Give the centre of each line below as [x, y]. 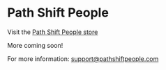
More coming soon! [35, 45]
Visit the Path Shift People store [53, 32]
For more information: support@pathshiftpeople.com [83, 59]
